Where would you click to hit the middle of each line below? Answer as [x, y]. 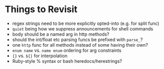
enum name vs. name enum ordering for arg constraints [67, 50]
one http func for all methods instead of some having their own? [80, 45]
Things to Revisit [41, 9]
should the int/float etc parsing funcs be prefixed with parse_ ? [77, 40]
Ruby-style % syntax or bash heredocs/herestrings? [67, 61]
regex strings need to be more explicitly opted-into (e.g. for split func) [86, 23]
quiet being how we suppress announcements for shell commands [83, 28]
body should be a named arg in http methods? [61, 34]
